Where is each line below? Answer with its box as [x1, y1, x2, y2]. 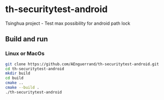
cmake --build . [5, 85, 39, 90]
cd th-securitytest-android [5, 66, 65, 71]
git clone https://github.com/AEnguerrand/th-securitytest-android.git [5, 62, 159, 67]
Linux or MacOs [5, 50, 45, 57]
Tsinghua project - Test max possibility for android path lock [5, 20, 130, 26]
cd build [5, 76, 24, 81]
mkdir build [5, 71, 30, 76]
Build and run [5, 35, 48, 43]
